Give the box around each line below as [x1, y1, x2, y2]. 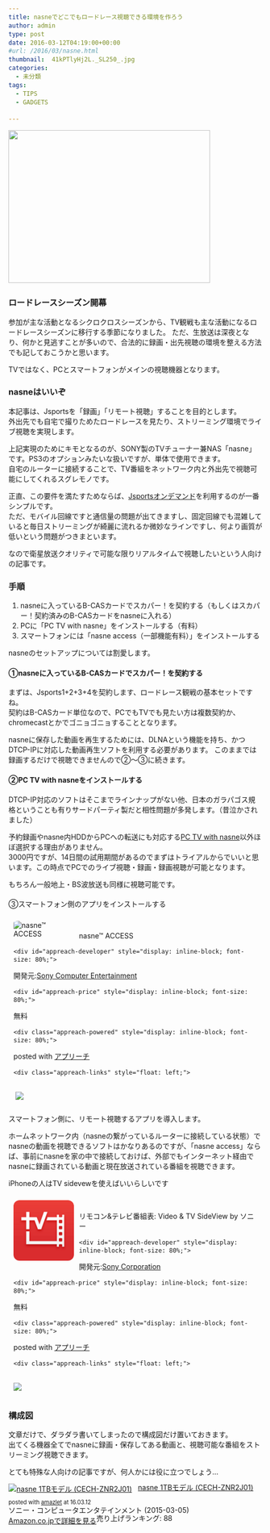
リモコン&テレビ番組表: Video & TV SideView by [79, 1211, 239, 1222]
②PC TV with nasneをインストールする [8, 775, 143, 784]
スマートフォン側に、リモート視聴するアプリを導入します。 [8, 1114, 206, 1124]
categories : [8, 65, 48, 73]
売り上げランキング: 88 [96, 1514, 173, 1523]
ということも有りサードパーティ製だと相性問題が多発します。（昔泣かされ [15, 804, 258, 814]
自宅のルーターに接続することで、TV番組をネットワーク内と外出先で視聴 [8, 464, 251, 474]
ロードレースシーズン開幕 [8, 297, 107, 308]
